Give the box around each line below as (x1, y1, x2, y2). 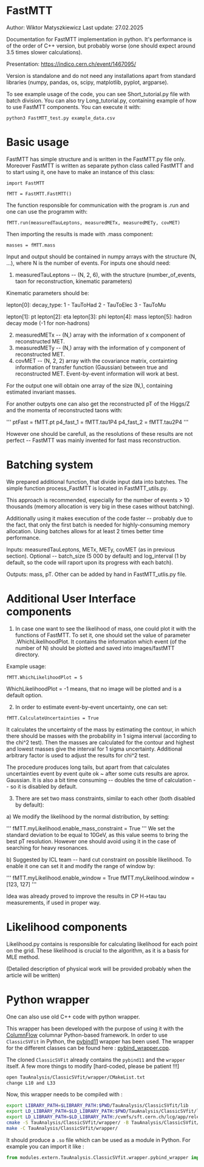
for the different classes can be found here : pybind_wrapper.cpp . (6, 1044, 171, 1051)
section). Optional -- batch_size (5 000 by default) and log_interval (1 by (6, 552, 186, 559)
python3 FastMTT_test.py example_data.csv (6, 115, 115, 121)
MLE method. (6, 953, 40, 961)
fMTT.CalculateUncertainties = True (6, 715, 99, 721)
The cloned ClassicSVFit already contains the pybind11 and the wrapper (6, 1056, 185, 1063)
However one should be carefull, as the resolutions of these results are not (6, 430, 193, 437)
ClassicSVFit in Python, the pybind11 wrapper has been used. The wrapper (6, 1037, 194, 1045)
